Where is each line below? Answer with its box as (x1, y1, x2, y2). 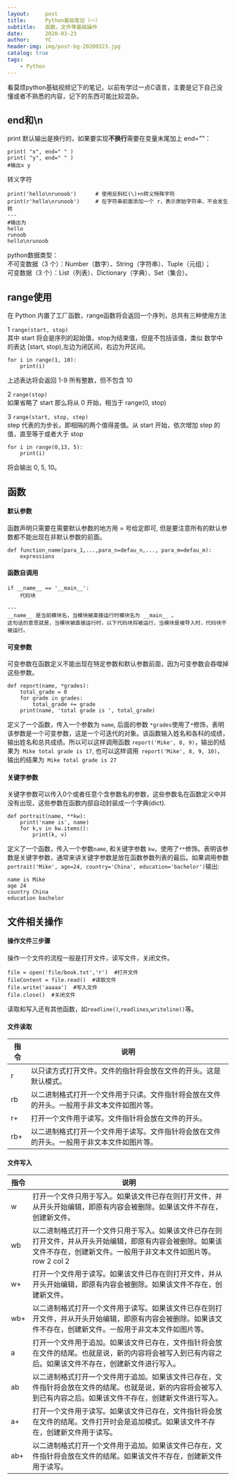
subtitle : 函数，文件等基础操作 (7, 23, 98, 30)
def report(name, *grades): (7, 683, 90, 690)
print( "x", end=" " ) (7, 149, 74, 156)
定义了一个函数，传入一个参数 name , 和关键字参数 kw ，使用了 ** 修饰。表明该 (7, 845, 223, 853)
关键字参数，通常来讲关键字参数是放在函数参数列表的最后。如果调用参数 (19, 853, 229, 862)
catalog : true (7, 50, 49, 57)
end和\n (7, 114, 44, 127)
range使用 (7, 291, 53, 303)
